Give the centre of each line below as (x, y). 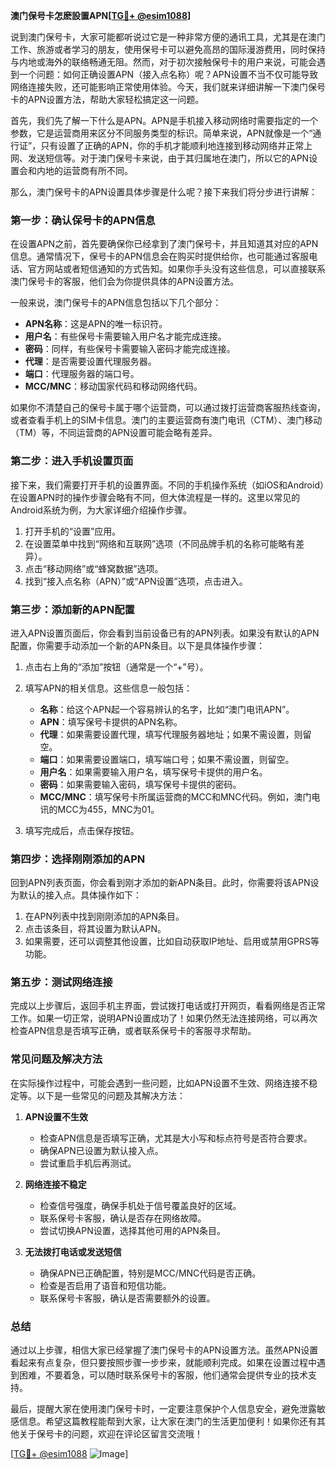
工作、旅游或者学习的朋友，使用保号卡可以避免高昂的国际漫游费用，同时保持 (168, 49)
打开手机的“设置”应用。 (73, 531)
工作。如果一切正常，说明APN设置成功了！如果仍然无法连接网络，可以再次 (164, 1018)
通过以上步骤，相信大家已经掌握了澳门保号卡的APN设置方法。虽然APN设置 (164, 1350)
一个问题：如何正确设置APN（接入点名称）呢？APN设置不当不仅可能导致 (168, 74)
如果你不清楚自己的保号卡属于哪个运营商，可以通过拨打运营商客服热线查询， (168, 408)
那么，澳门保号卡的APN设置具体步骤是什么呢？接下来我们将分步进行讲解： (164, 192)
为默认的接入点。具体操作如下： (76, 895)
